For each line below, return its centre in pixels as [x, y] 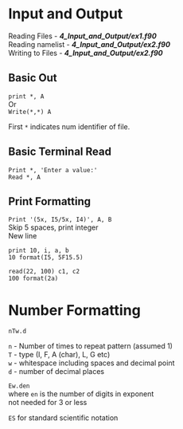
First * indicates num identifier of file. [69, 126]
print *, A [26, 96]
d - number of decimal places [56, 372]
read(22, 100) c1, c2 [44, 272]
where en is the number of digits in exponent [81, 394]
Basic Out [33, 78]
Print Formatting [50, 201]
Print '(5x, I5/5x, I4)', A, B [60, 220]
